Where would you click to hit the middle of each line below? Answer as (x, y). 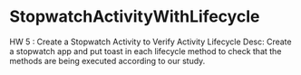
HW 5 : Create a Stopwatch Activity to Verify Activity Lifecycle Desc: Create (150, 42)
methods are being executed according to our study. (107, 61)
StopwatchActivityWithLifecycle (135, 17)
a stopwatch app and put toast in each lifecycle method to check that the (146, 51)
